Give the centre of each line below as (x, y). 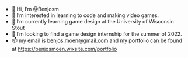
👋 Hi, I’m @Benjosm (35, 9)
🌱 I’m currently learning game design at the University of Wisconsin (93, 21)
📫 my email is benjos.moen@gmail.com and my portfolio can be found (97, 40)
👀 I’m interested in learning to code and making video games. (85, 15)
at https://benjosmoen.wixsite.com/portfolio (64, 49)
